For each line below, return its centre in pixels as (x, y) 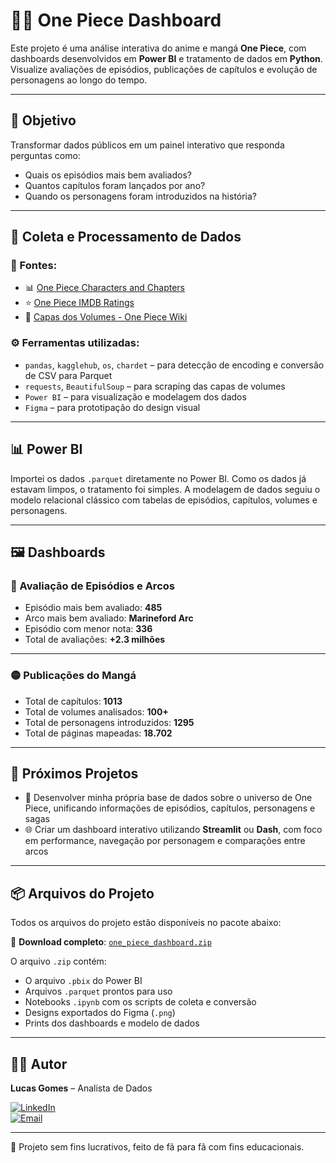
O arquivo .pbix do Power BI (83, 981)
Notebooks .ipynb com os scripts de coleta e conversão (140, 1002)
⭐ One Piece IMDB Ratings (79, 303)
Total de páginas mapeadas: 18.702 (98, 733)
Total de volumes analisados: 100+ (96, 711)
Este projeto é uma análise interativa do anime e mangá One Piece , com (158, 48)
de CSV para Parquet (68, 375)
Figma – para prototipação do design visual (112, 407)
